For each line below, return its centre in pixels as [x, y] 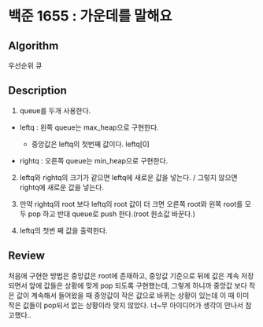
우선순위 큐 [25, 65]
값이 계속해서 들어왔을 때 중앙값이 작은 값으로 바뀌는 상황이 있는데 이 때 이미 [133, 295]
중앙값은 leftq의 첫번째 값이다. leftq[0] [90, 144]
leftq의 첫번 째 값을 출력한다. [63, 230]
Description [37, 91]
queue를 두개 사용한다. [55, 110]
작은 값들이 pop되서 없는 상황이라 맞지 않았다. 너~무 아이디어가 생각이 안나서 [126, 305]
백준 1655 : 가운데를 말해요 [90, 16]
